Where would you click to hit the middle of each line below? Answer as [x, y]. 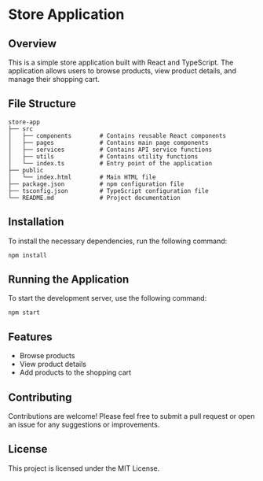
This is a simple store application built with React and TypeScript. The [121, 62]
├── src [21, 129]
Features [30, 337]
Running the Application [69, 280]
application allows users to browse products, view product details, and [122, 71]
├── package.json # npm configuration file [96, 184]
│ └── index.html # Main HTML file [82, 177]
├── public [26, 170]
